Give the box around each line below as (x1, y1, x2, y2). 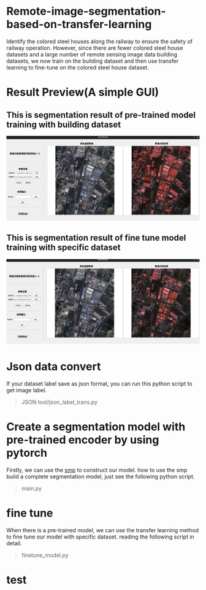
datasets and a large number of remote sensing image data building (6, 50, 178, 58)
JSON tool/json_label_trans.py (21, 398, 98, 406)
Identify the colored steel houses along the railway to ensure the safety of (6, 37, 193, 45)
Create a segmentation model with (6, 420, 186, 434)
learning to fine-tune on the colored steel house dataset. (6, 63, 149, 71)
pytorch (6, 446, 48, 460)
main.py (21, 485, 42, 492)
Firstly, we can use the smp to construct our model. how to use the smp (6, 467, 188, 474)
